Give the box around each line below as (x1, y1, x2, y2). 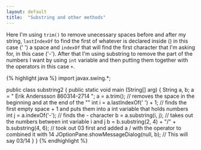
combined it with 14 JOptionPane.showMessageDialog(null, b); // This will (6, 130, 188, 138)
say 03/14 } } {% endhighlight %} (6, 137, 88, 144)
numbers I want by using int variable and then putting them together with (6, 56, 188, 64)
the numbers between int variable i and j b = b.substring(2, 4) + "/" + (6, 118, 176, 125)
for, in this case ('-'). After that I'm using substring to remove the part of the (6, 50, 193, 57)
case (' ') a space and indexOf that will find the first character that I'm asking (6, 43, 196, 51)
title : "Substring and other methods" (6, 14, 106, 20)
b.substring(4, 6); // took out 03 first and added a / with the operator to (6, 124, 182, 131)
